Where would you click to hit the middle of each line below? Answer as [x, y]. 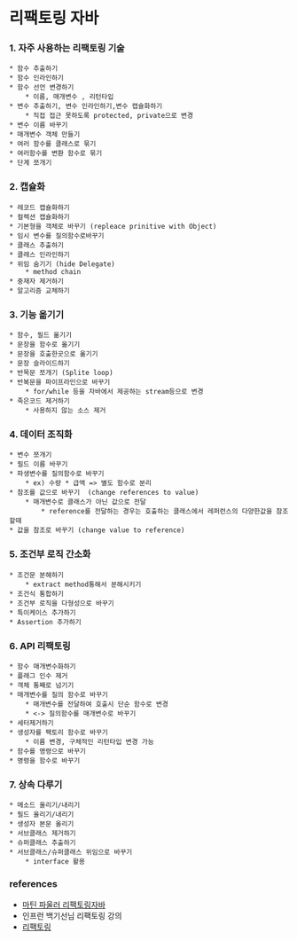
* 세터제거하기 [31, 723]
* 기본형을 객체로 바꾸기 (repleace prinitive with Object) [113, 226]
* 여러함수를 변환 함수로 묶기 [56, 153]
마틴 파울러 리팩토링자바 [64, 905]
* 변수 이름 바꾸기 [39, 125]
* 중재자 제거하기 [37, 281]
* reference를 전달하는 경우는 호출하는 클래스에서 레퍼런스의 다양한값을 [157, 512]
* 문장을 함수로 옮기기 [45, 345]
